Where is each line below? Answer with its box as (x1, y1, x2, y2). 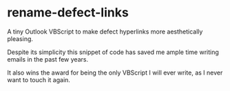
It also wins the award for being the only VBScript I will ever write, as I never (7, 68, 223, 77)
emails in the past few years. (7, 55, 88, 63)
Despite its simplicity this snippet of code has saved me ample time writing (7, 48, 219, 56)
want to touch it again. (7, 75, 71, 83)
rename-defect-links (7, 5, 129, 21)
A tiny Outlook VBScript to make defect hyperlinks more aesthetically (7, 27, 203, 36)
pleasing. (7, 34, 33, 42)
